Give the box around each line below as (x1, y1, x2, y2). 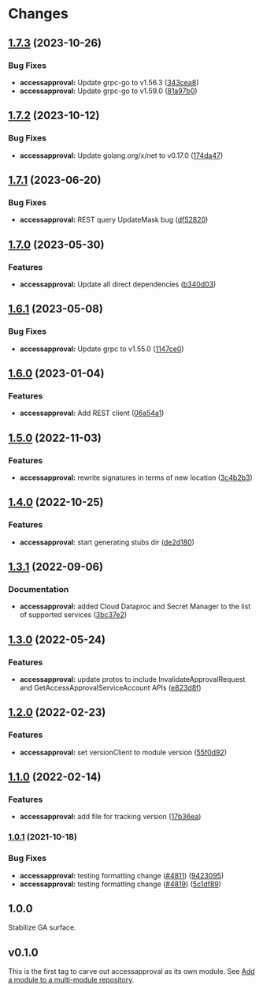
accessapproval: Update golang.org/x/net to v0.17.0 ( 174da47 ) (19, 151, 224, 160)
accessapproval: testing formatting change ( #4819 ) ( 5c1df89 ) (19, 879, 222, 889)
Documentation (8, 584, 69, 594)
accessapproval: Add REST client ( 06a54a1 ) (19, 408, 165, 418)
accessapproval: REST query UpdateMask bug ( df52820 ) (19, 215, 209, 225)
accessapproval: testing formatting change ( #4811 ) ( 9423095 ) (19, 870, 224, 880)
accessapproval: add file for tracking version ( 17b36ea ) (19, 812, 202, 822)
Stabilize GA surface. (8, 923, 76, 932)
